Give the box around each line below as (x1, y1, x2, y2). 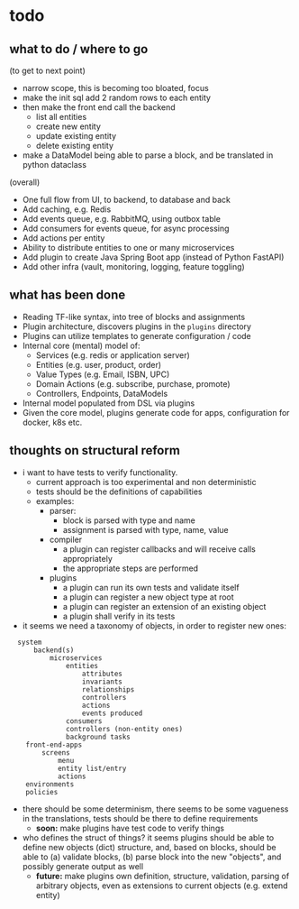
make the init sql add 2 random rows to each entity (22, 92, 212, 103)
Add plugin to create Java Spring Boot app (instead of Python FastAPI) (22, 252, 285, 262)
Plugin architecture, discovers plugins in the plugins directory (22, 321, 252, 332)
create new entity (35, 121, 102, 132)
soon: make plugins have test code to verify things (35, 822, 225, 833)
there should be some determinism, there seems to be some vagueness (22, 803, 289, 814)
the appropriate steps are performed (62, 563, 199, 574)
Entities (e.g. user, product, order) (35, 359, 162, 370)
